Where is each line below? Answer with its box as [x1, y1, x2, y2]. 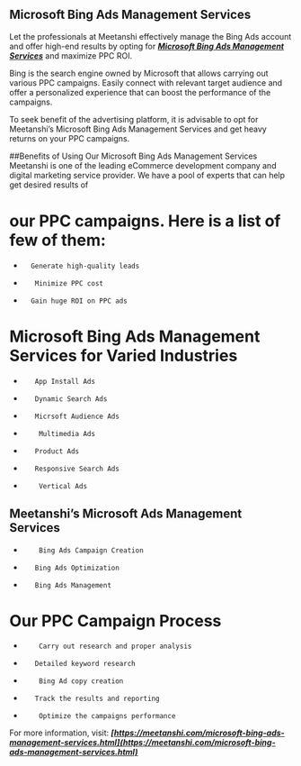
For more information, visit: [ [9, 727, 115, 738]
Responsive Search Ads [34, 464, 120, 473]
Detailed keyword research [34, 660, 137, 669]
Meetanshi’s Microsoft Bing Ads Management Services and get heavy [9, 123, 267, 134]
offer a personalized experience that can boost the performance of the [9, 87, 271, 97]
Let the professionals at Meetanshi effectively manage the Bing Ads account [9, 31, 292, 41]
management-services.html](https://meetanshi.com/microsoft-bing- [9, 737, 276, 748]
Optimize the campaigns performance [39, 712, 176, 721]
